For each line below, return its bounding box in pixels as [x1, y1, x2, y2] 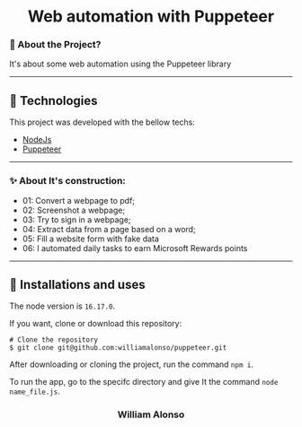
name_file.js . [9, 386, 60, 396]
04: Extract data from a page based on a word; [22, 223, 196, 234]
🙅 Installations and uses [9, 276, 146, 292]
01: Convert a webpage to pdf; [22, 195, 136, 205]
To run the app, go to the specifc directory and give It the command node [9, 377, 279, 388]
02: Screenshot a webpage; [22, 205, 126, 215]
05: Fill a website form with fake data [22, 233, 160, 244]
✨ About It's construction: [9, 175, 126, 187]
